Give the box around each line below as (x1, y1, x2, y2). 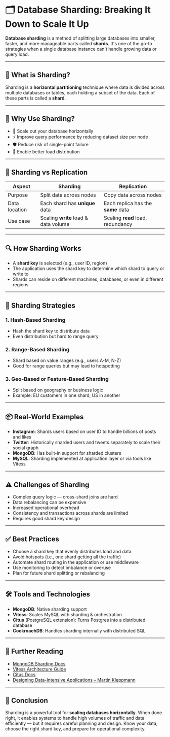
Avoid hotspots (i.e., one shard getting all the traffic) (12, 554, 121, 560)
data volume (40, 221, 70, 228)
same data (103, 206, 130, 213)
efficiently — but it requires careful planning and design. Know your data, (5, 720, 158, 726)
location (8, 206, 27, 213)
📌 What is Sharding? (5, 71, 70, 79)
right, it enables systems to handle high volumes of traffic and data (5, 715, 145, 721)
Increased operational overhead (12, 505, 79, 511)
